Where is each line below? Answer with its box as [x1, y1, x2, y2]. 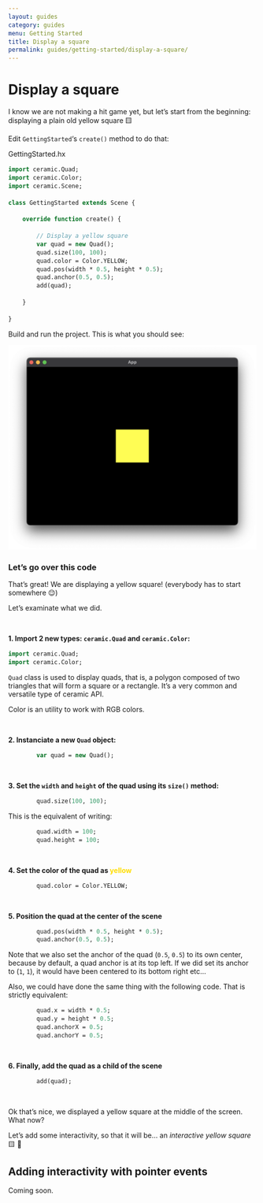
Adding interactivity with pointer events [8, 1165, 208, 1179]
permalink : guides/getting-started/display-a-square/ [8, 46, 189, 54]
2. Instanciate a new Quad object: [8, 735, 117, 744]
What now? [8, 1115, 45, 1124]
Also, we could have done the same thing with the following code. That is [8, 982, 246, 992]
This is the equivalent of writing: [8, 811, 113, 821]
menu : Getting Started [8, 29, 83, 37]
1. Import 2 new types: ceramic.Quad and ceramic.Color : [8, 634, 191, 644]
